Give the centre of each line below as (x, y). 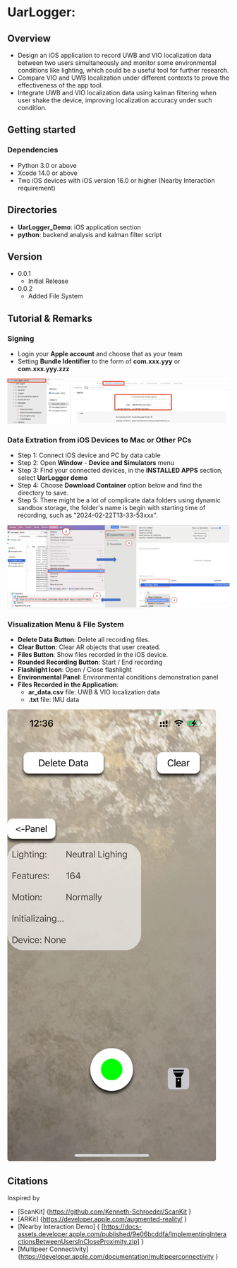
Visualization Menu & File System (66, 624)
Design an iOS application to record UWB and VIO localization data (114, 55)
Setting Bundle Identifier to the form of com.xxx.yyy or (99, 361)
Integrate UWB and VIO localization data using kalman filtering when (117, 93)
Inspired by (24, 1198)
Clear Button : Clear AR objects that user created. (89, 647)
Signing (21, 338)
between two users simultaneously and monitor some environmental (117, 63)
